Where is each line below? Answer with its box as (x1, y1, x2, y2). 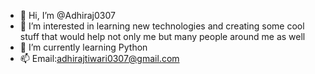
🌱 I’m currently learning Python (19, 41, 148, 53)
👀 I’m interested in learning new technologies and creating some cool (19, 20, 305, 32)
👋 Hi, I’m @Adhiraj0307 (19, 10, 116, 21)
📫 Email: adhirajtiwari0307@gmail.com (19, 53, 180, 64)
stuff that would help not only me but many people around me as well (19, 31, 306, 42)
